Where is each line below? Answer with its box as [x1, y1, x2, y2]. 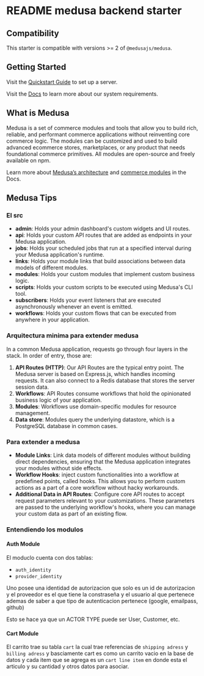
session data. [15, 383, 49, 391]
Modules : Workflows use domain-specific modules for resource [15, 402, 177, 410]
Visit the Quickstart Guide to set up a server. [6, 78, 118, 86]
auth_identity [15, 567, 51, 573]
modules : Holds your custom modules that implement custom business [15, 271, 195, 278]
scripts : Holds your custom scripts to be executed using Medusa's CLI [15, 284, 194, 291]
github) [6, 604, 24, 611]
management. [15, 409, 51, 416]
